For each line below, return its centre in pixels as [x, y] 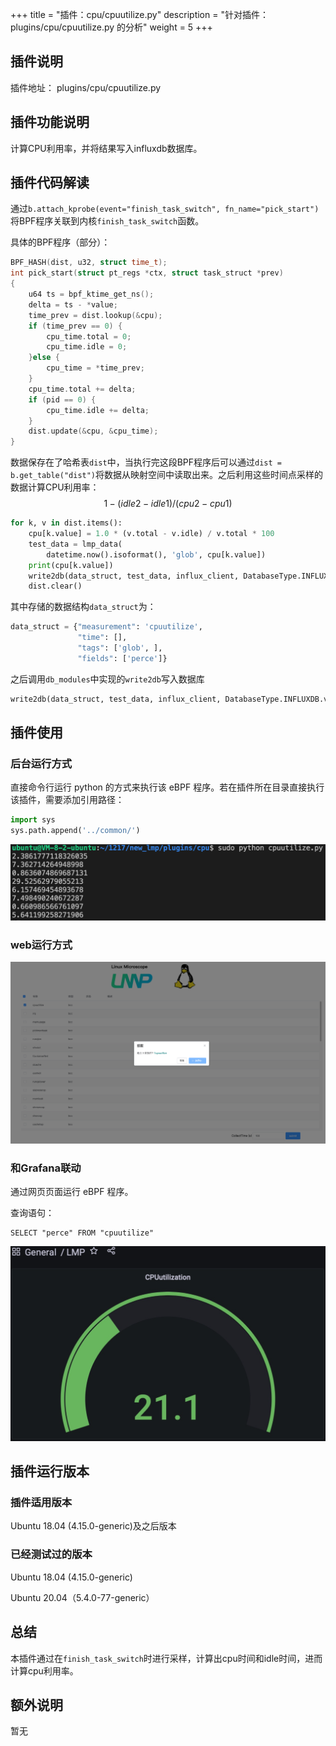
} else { [44, 358]
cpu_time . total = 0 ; [89, 336]
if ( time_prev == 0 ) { [75, 326]
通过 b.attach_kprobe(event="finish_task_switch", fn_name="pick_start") [165, 209]
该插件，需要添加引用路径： [67, 800]
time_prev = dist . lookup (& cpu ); [95, 315]
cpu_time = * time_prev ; [95, 368]
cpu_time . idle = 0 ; [87, 347]
